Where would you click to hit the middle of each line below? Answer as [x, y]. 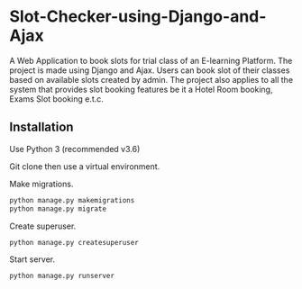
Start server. [32, 259]
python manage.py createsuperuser [74, 242]
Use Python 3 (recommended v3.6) [75, 149]
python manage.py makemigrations [72, 200]
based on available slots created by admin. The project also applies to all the [151, 79]
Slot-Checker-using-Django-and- [138, 17]
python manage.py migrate [58, 209]
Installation [41, 127]
